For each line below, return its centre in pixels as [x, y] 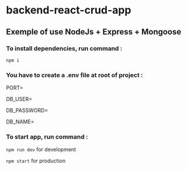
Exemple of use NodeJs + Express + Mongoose [94, 32]
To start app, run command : [47, 137]
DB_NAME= [20, 122]
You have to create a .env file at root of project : [75, 75]
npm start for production [36, 161]
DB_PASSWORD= [27, 110]
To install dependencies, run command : [64, 48]
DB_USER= [19, 99]
